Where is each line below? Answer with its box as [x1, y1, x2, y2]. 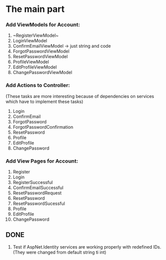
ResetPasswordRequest [12, 190, 62, 196]
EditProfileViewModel [12, 64, 57, 70]
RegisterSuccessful [12, 179, 53, 185]
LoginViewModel [12, 38, 48, 44]
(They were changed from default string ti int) [12, 249, 106, 255]
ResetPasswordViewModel [12, 54, 68, 60]
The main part [5, 3, 65, 15]
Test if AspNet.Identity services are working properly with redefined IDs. [12, 244, 162, 250]
